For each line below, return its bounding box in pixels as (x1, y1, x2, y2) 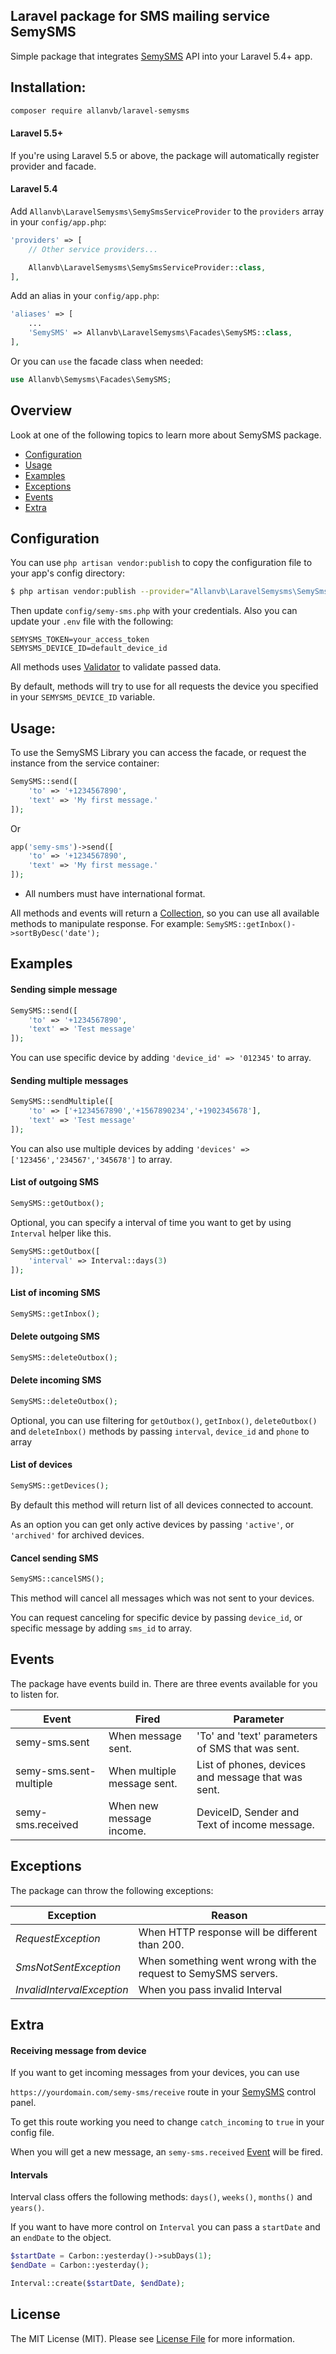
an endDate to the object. (10, 2232, 112, 2244)
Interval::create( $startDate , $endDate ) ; (10, 2279, 186, 2289)
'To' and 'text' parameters (196, 1729, 318, 1743)
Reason (211, 1908, 248, 1922)
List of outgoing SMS (10, 1176, 100, 1188)
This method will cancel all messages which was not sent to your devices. (10, 1592, 315, 1604)
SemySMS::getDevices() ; (10, 1481, 110, 1491)
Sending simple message (10, 984, 118, 996)
